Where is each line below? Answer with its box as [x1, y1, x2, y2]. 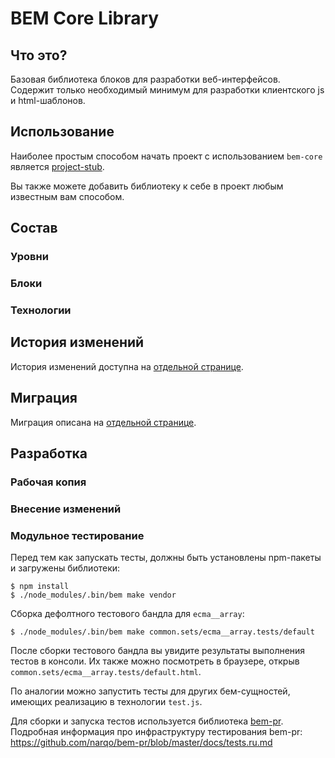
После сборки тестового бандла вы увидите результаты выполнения [10, 645, 306, 657]
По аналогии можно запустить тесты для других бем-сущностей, [10, 685, 291, 697]
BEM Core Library [10, 7, 160, 30]
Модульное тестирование [10, 528, 145, 542]
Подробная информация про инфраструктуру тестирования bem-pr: [10, 726, 303, 738]
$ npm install [10, 582, 70, 592]
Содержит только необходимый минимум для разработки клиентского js [10, 84, 325, 96]
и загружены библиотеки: [10, 562, 121, 574]
